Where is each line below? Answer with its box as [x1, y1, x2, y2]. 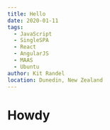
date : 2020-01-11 [7, 17, 59, 24]
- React [13, 43, 37, 50]
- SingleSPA [13, 37, 50, 44]
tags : [7, 23, 23, 31]
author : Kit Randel [7, 70, 65, 77]
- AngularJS [13, 50, 50, 58]
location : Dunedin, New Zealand [7, 76, 103, 84]
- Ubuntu [13, 63, 40, 70]
